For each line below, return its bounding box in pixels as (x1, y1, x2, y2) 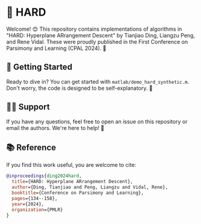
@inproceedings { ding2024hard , (6, 173, 82, 179)
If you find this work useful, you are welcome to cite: (6, 161, 137, 169)
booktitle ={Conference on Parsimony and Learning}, (11, 190, 144, 196)
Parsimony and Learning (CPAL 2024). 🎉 (6, 45, 107, 52)
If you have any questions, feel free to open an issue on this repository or (6, 117, 188, 125)
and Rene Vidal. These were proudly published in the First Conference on (6, 38, 188, 45)
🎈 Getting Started (6, 62, 73, 72)
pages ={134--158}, (11, 195, 58, 201)
